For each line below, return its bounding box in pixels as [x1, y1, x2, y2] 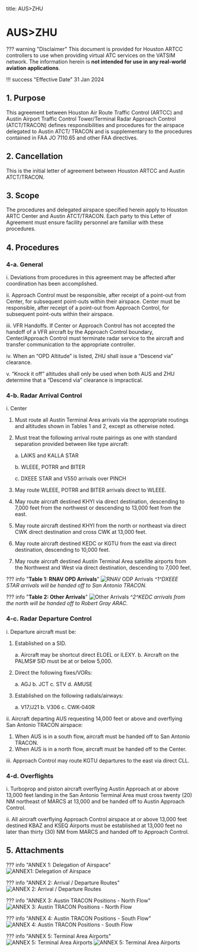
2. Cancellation [6, 151, 63, 162]
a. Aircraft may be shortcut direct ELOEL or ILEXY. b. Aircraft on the [14, 651, 179, 658]
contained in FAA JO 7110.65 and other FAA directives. [6, 134, 138, 141]
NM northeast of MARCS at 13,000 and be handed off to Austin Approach [6, 798, 185, 805]
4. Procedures [6, 242, 59, 252]
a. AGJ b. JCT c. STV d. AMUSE [14, 680, 93, 688]
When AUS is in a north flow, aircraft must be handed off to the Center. [14, 745, 187, 752]
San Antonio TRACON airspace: [6, 721, 83, 728]
